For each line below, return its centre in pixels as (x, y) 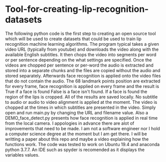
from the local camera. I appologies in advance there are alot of (70, 123)
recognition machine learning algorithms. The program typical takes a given (82, 44)
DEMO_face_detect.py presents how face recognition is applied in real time (82, 118)
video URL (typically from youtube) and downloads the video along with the (82, 49)
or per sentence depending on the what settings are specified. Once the (79, 60)
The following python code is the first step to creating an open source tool (81, 33)
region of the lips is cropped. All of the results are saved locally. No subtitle (82, 97)
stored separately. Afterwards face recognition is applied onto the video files (83, 76)
